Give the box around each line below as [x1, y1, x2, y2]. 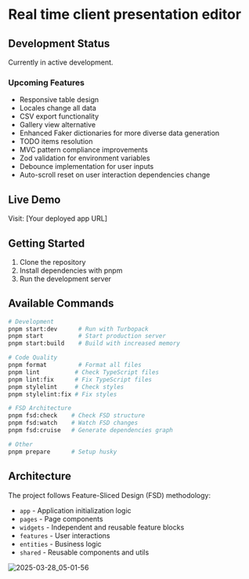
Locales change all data [19, 104, 96, 113]
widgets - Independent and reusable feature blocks [19, 522, 185, 532]
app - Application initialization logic [19, 505, 132, 515]
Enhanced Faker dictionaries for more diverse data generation [19, 128, 220, 138]
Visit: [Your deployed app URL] [8, 214, 108, 223]
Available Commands [8, 297, 114, 310]
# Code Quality [8, 354, 58, 362]
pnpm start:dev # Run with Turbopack [8, 324, 149, 333]
